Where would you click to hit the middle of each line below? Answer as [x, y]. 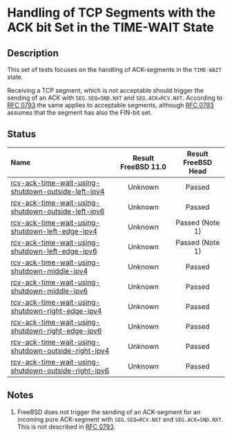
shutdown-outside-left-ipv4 [58, 191]
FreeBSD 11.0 [144, 166]
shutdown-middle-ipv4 [49, 271]
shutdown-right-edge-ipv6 [56, 330]
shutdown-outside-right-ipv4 [60, 350]
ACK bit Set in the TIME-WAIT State [110, 27]
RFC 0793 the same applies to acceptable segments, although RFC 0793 [110, 105]
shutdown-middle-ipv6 [49, 291]
